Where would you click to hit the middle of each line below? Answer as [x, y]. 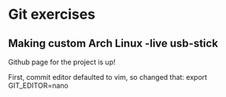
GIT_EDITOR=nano [38, 85]
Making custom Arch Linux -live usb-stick [113, 43]
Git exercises [52, 14]
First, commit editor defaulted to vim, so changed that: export [107, 77]
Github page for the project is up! [62, 62]
